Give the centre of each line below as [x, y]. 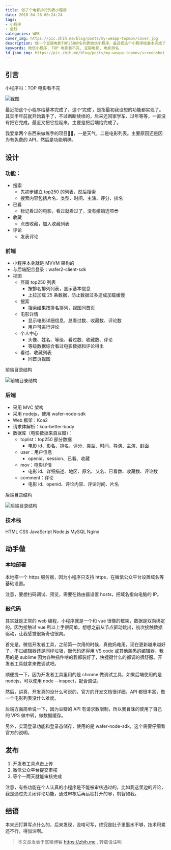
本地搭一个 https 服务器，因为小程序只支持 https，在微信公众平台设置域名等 [85, 577]
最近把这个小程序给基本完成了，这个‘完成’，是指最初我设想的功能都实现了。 [84, 110]
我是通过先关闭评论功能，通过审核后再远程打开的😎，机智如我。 [72, 793]
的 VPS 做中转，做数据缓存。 [36, 715]
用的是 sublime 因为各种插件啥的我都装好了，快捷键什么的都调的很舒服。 [82, 657]
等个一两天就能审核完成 [37, 776]
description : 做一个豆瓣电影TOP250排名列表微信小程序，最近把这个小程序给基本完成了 [86, 43]
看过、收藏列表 [36, 353]
